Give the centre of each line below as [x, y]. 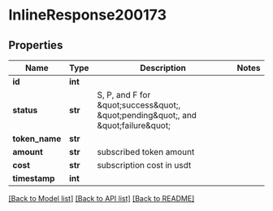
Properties [36, 45]
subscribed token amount [146, 152]
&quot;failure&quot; [134, 125]
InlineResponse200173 [87, 15]
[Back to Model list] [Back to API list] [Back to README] [102, 198]
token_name [37, 138]
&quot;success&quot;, [139, 105]
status [25, 110]
